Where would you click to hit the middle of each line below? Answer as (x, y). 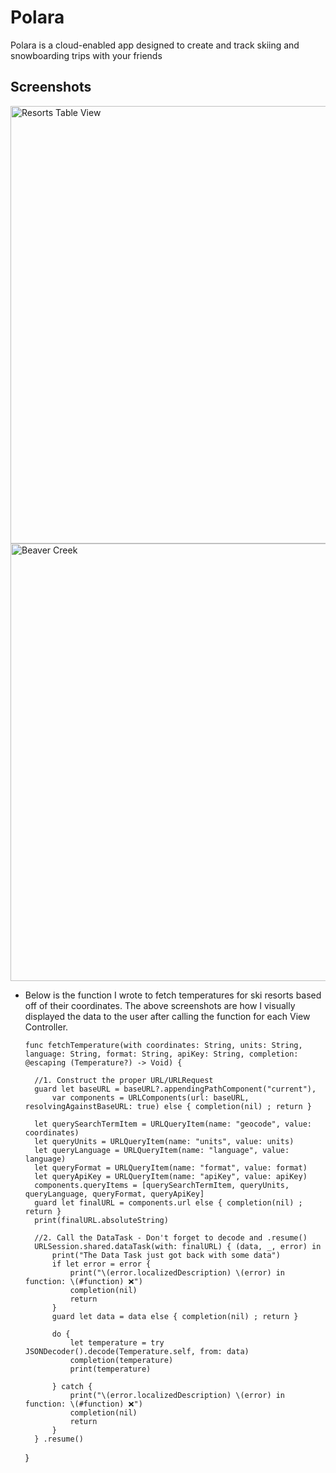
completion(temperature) (121, 1360)
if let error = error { (101, 1264)
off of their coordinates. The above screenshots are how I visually (160, 1005)
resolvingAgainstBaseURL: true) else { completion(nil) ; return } (168, 1106)
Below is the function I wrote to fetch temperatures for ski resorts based (173, 995)
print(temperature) (110, 1369)
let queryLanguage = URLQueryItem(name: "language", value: (162, 1150)
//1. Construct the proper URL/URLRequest (124, 1080)
